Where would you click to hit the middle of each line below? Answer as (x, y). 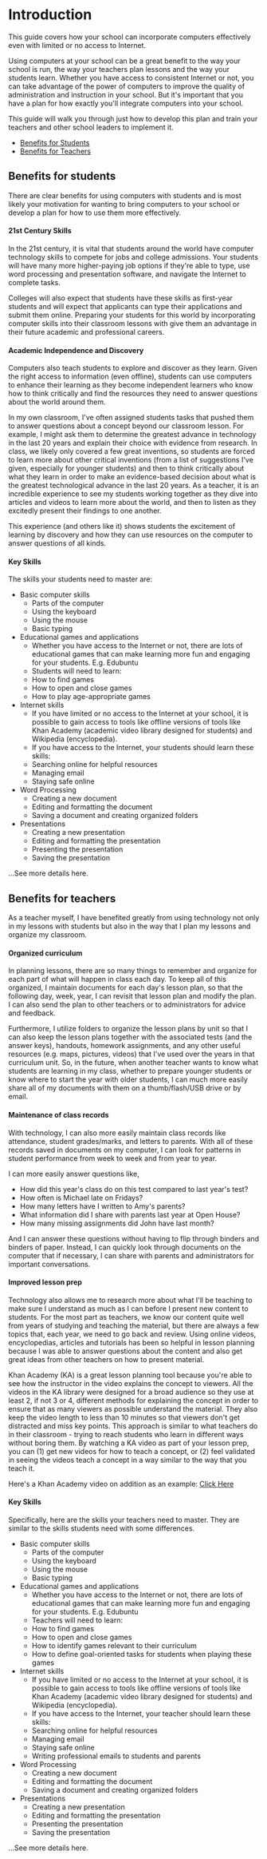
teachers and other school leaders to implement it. (91, 127)
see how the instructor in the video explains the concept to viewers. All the (131, 1383)
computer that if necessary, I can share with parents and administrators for (131, 1255)
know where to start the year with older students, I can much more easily (128, 1079)
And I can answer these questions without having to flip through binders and (134, 1238)
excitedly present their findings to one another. (85, 511)
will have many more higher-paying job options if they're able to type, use (129, 265)
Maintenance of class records (59, 1114)
